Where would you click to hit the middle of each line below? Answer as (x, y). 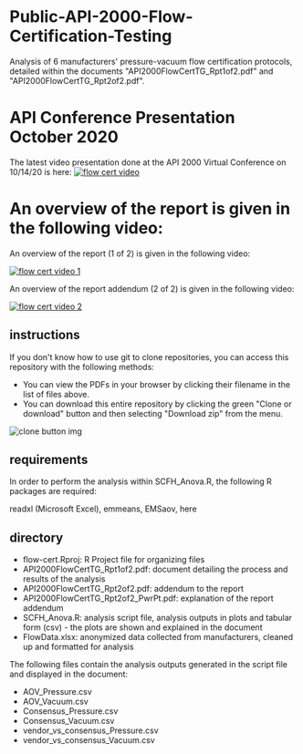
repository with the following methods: (82, 367)
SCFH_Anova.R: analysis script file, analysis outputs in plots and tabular (157, 618)
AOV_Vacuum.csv (55, 702)
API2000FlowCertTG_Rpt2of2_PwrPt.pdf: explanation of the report (148, 598)
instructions (45, 335)
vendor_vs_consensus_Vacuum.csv (89, 740)
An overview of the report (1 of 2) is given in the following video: (130, 253)
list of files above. (56, 394)
